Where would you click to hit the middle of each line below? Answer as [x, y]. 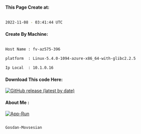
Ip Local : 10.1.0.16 [29, 68]
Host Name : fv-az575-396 [33, 49]
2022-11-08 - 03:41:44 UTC [34, 23]
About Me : [17, 102]
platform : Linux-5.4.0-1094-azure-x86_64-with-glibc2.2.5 [71, 59]
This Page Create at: [27, 7]
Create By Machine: [27, 34]
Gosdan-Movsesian [24, 128]
